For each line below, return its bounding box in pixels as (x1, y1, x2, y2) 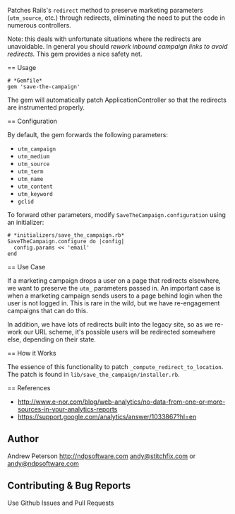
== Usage (7, 64, 37, 71)
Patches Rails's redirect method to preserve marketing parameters (7, 6, 203, 14)
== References (7, 384, 51, 392)
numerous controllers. (7, 21, 72, 29)
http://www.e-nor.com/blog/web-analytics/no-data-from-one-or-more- (17, 397, 226, 406)
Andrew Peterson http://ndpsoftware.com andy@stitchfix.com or (7, 452, 196, 460)
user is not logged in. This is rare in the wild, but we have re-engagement (7, 299, 220, 307)
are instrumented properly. (7, 103, 85, 112)
